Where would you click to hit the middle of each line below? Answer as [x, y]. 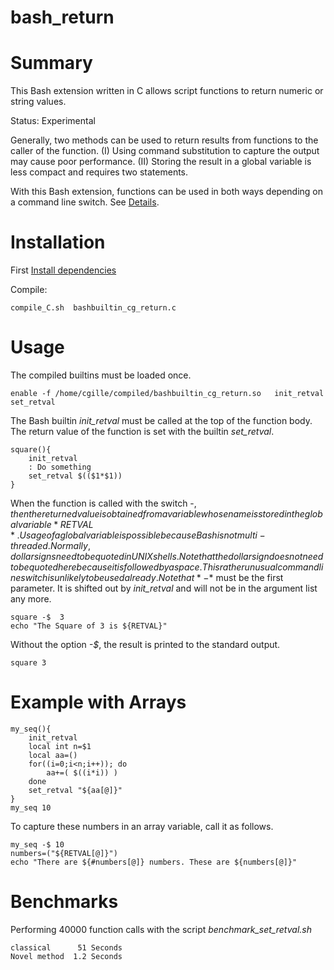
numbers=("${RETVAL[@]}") [64, 853]
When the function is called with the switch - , [103, 503]
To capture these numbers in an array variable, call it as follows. [142, 826]
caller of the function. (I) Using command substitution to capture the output [165, 151]
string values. [38, 102]
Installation [58, 242]
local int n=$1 [60, 746]
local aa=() [53, 755]
